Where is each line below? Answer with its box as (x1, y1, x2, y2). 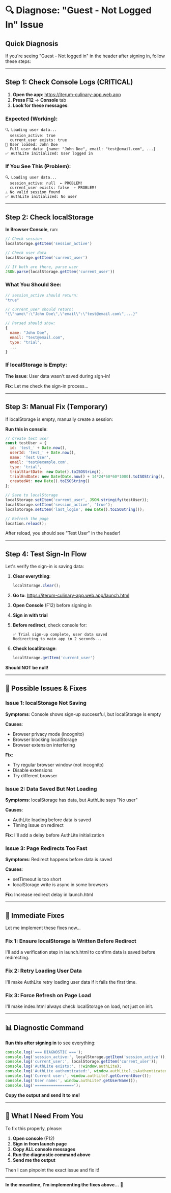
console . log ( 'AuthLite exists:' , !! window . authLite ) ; (5, 1064, 122, 1069)
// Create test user (5, 436, 49, 441)
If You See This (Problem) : (5, 163, 71, 170)
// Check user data (5, 250, 47, 255)
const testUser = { (5, 441, 47, 446)
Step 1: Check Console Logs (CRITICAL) (5, 78, 133, 86)
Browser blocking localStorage (12, 736, 77, 742)
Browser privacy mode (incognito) (12, 731, 84, 737)
